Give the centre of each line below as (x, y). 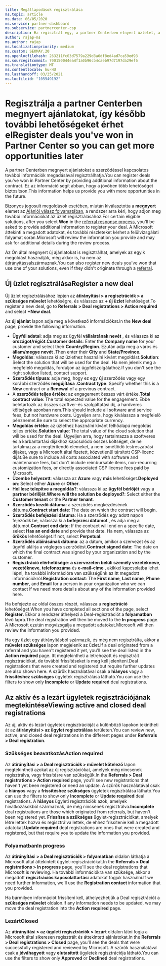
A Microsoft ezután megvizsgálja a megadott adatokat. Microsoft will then (80, 625)
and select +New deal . (28, 311)
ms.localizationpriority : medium (40, 47)
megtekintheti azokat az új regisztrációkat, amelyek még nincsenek (74, 770)
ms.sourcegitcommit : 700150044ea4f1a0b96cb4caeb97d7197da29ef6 (72, 60)
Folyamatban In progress (35, 845)
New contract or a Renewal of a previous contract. (64, 389)
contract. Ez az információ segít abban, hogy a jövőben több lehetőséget (79, 185)
